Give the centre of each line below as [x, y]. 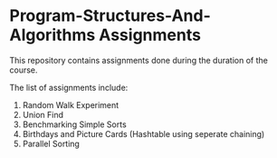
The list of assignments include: [69, 87]
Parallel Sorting [51, 143]
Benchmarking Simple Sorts [74, 124]
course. [24, 70]
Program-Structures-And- [110, 16]
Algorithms [53, 35]
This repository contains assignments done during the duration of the [139, 60]
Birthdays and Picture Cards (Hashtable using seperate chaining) [143, 133]
